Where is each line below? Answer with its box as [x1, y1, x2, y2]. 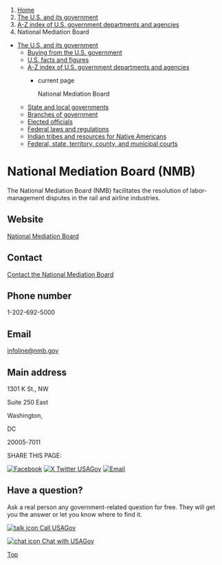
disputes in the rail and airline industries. [45, 193, 161, 202]
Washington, [7, 412, 43, 419]
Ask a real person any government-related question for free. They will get [7, 502, 215, 511]
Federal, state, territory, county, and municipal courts [27, 140, 178, 147]
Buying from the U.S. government [27, 48, 122, 56]
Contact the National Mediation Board [7, 270, 114, 278]
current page [37, 76, 75, 85]
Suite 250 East [7, 398, 49, 406]
